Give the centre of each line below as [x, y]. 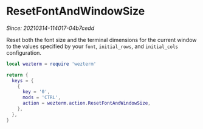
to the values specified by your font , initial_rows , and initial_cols [92, 46]
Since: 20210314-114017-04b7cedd [50, 28]
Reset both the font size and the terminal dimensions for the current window [101, 40]
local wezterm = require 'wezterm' [51, 64]
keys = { [23, 80]
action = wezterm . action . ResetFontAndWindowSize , [86, 103]
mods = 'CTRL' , [42, 98]
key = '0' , [36, 92]
